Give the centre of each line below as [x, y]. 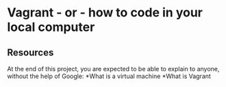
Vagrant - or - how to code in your [105, 13]
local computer [51, 27]
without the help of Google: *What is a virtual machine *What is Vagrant [109, 76]
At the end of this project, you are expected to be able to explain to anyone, [113, 69]
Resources [30, 52]
